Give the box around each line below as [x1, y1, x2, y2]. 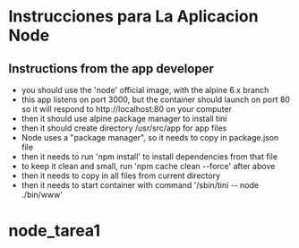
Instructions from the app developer [8, 61, 214, 76]
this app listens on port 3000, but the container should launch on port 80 [21, 94, 290, 105]
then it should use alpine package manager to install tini [21, 114, 227, 124]
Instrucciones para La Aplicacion [8, 6, 259, 27]
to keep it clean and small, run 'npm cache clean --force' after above [21, 161, 276, 171]
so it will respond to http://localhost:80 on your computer [21, 104, 232, 114]
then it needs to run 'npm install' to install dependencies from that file [21, 151, 278, 162]
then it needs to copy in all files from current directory [21, 170, 221, 181]
